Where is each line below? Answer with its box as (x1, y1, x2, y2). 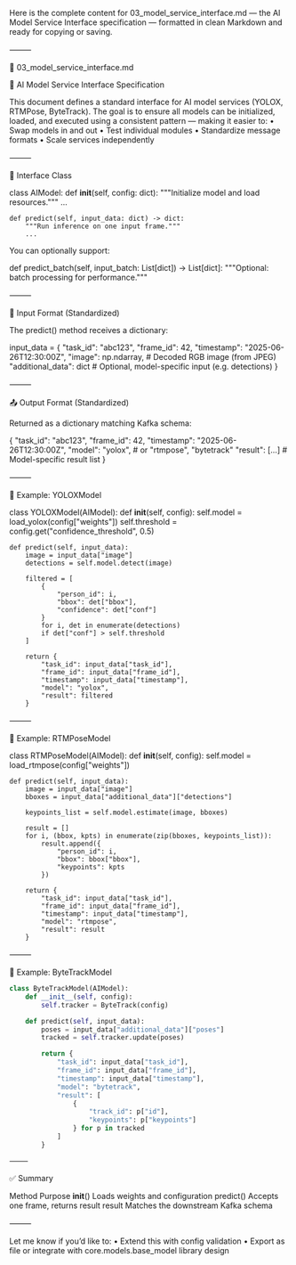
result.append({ (41, 839, 101, 848)
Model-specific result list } (9, 454, 107, 464)
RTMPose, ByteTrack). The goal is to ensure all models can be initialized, (9, 106, 276, 117)
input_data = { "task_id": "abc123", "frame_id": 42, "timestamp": (9, 342, 243, 353)
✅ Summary (9, 1172, 53, 1183)
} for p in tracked (72, 1124, 145, 1133)
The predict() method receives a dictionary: (9, 325, 169, 335)
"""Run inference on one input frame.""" (25, 222, 180, 231)
